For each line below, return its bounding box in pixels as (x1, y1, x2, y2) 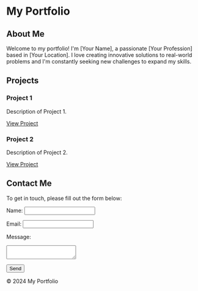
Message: (6, 233, 32, 240)
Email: (6, 220, 22, 227)
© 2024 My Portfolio (6, 277, 59, 285)
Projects (6, 75, 39, 86)
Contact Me (6, 179, 52, 189)
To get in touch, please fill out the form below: (6, 194, 122, 202)
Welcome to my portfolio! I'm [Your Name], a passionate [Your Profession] (6, 45, 193, 52)
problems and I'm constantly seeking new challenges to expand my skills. (6, 58, 191, 65)
